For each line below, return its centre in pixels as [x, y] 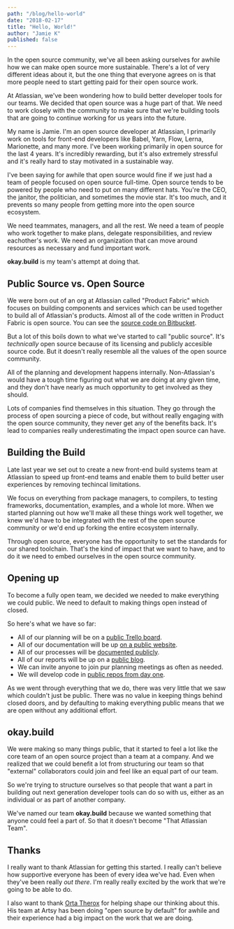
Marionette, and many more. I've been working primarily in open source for [115, 146]
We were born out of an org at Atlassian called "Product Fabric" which [108, 300]
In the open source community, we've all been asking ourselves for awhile [114, 60]
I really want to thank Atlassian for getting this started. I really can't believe [115, 867]
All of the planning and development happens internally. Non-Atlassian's [111, 372]
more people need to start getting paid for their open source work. [103, 82]
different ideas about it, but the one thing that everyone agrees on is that [112, 75]
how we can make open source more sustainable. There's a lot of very [109, 67]
